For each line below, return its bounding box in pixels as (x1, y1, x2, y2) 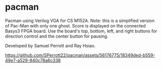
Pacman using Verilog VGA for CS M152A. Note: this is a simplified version (5, 18, 155, 23)
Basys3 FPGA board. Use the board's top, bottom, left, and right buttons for (5, 28, 158, 34)
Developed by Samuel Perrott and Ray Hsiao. (5, 43, 96, 48)
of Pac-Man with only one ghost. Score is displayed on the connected (5, 23, 146, 28)
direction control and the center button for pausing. (5, 33, 109, 39)
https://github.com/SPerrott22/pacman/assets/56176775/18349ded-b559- (5, 52, 156, 58)
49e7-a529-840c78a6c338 (5, 57, 61, 63)
